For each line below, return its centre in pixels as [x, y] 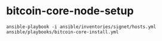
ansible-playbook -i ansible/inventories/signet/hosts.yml [81, 27]
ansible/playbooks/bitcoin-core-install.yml [62, 32]
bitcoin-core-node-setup [70, 11]
